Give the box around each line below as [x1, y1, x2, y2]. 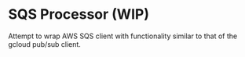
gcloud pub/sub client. [8, 39, 81, 48]
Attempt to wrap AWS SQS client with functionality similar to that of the [8, 31, 238, 41]
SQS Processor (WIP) [8, 5, 149, 23]
